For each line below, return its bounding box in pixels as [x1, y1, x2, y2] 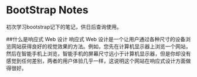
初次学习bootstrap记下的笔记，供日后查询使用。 [6, 23, 122, 30]
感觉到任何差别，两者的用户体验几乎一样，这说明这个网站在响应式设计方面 [6, 57, 186, 64]
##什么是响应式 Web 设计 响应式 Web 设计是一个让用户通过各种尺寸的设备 [6, 35, 186, 42]
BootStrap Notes [6, 3, 89, 17]
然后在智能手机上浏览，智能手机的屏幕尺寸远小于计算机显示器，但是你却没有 [6, 50, 191, 57]
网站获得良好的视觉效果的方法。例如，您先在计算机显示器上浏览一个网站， [11, 43, 191, 50]
